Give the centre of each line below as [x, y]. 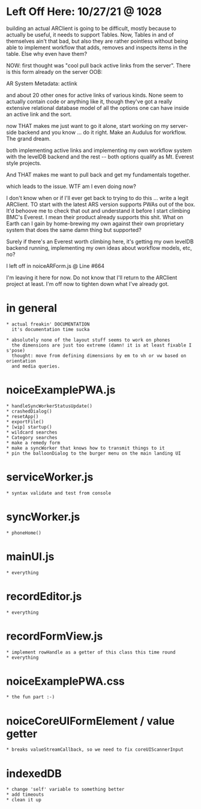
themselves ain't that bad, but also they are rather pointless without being [97, 41]
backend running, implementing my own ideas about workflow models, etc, [99, 247]
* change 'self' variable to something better [65, 789]
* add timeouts [25, 795]
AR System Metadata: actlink [42, 83]
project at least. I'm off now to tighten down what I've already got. [88, 283]
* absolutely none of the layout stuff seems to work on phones [88, 340]
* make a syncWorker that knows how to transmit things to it [85, 448]
